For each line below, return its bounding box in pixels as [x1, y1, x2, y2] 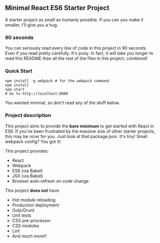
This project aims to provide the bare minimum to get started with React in [5, 123, 154, 129]
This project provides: [5, 148, 49, 154]
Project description [5, 112, 51, 119]
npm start [5, 87, 25, 92]
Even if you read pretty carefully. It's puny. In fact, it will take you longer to [5, 51, 154, 56]
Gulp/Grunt [12, 207, 35, 213]
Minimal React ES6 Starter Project [5, 4, 110, 12]
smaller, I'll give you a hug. [5, 22, 58, 28]
